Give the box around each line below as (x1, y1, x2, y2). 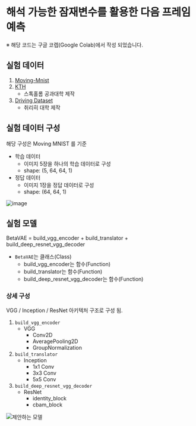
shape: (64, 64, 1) (23, 188, 67, 195)
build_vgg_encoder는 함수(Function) (23, 261, 111, 268)
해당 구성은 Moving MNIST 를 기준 (6, 140, 87, 147)
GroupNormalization (32, 344, 82, 351)
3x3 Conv (32, 369, 56, 376)
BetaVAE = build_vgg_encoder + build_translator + (6, 234, 129, 242)
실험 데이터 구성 (6, 123, 61, 133)
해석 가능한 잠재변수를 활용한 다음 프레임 (6, 5, 191, 19)
